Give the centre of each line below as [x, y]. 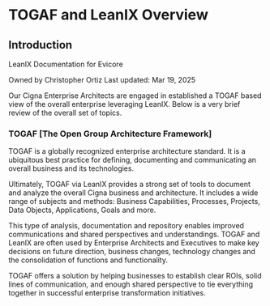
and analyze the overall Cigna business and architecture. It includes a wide [133, 193]
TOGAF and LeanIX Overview [108, 15]
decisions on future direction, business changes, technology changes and [132, 252]
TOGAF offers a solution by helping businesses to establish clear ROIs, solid [135, 276]
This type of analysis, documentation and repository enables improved [126, 226]
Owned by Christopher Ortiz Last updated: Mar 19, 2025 [102, 80]
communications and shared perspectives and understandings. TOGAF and [134, 234]
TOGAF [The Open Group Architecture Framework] [110, 134]
